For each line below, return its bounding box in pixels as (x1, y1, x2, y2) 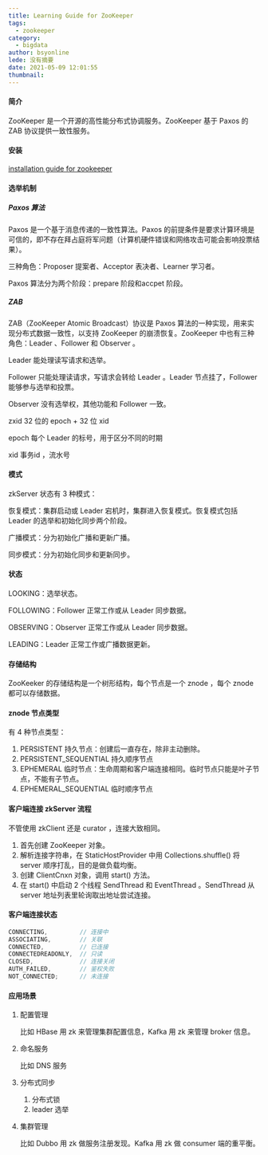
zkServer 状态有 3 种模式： (8, 488, 97, 499)
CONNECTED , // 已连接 (8, 943, 109, 951)
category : (8, 34, 41, 42)
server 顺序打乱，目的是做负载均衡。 (19, 860, 141, 869)
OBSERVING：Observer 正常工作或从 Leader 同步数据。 (8, 622, 192, 632)
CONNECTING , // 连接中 (8, 928, 109, 936)
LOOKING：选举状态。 (8, 588, 82, 598)
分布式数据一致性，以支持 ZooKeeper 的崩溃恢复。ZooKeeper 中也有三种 (14, 328, 255, 337)
